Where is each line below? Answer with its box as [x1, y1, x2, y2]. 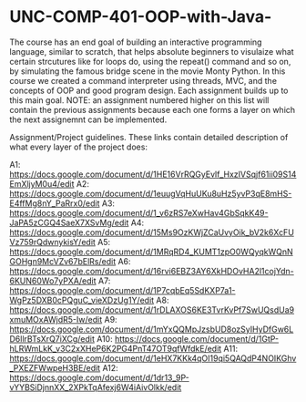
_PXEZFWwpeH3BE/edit [9, 362, 101, 373]
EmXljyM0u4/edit [9, 178, 75, 189]
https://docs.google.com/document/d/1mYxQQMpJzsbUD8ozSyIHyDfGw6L [9, 324, 294, 335]
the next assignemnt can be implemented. [9, 114, 168, 125]
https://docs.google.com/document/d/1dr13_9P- [9, 372, 189, 383]
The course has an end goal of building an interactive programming [9, 36, 262, 47]
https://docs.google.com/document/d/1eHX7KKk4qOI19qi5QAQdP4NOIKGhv [9, 353, 297, 364]
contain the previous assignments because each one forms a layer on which [9, 104, 296, 115]
